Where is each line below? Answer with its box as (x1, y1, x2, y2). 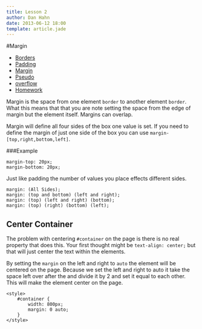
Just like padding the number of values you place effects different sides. (6, 175, 187, 182)
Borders (15, 54, 35, 61)
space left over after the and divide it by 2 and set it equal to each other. (6, 273, 186, 280)
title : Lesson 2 (6, 8, 47, 15)
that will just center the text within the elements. (6, 248, 126, 255)
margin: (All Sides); (6, 187, 61, 193)
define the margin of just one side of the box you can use (6, 129, 149, 136)
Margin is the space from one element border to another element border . (6, 98, 187, 105)
